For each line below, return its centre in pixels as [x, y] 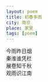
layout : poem [22, 12]
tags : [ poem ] [22, 34]
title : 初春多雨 [24, 17]
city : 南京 [18, 22]
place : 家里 [20, 28]
